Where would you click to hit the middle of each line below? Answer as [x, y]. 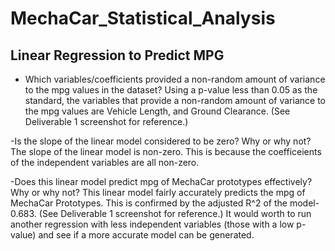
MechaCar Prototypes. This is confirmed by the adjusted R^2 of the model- [165, 203]
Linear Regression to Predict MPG [117, 55]
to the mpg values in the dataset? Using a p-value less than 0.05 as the [171, 90]
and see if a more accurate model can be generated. [146, 235]
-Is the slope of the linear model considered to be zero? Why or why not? [161, 141]
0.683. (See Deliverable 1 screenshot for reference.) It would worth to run [161, 213]
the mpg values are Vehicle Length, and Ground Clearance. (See [157, 111]
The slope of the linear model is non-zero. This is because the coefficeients [166, 151]
